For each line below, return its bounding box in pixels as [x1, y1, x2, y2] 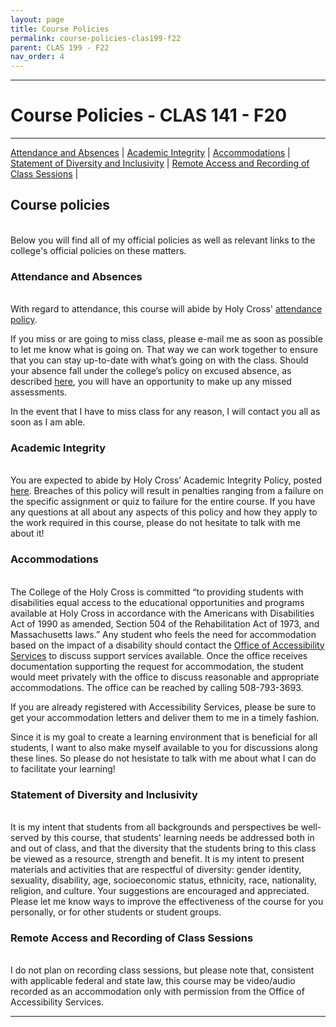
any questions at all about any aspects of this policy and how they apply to [10, 506, 318, 518]
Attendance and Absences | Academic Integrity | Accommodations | [10, 147, 291, 159]
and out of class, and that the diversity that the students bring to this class [10, 842, 317, 855]
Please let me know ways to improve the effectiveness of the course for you [10, 896, 324, 908]
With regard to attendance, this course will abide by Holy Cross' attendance [10, 303, 323, 315]
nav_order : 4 [10, 52, 65, 62]
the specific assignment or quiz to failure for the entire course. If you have [10, 496, 316, 508]
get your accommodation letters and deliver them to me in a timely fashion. [10, 711, 320, 723]
